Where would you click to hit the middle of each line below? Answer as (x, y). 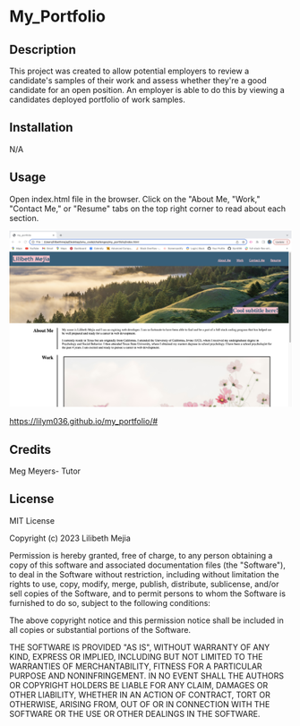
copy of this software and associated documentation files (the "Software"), (148, 565)
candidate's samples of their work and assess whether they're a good (138, 81)
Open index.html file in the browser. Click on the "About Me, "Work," (135, 199)
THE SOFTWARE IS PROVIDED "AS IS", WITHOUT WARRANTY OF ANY (140, 647)
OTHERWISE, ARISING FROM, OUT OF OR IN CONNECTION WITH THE (140, 704)
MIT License (32, 520)
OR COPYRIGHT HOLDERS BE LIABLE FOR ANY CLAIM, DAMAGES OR (139, 685)
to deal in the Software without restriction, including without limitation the (144, 574)
